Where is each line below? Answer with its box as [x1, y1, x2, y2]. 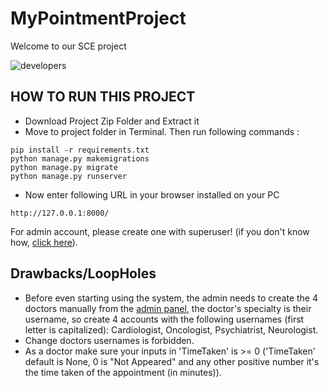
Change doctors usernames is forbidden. [24, 334, 195, 346]
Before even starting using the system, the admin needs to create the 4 [24, 292, 318, 304]
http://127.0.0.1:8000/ [10, 208, 110, 218]
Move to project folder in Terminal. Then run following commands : [24, 125, 300, 137]
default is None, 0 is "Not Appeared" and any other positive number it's [24, 355, 320, 367]
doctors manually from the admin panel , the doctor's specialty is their [24, 302, 312, 314]
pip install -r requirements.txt [10, 145, 150, 155]
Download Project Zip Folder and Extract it [24, 115, 200, 127]
